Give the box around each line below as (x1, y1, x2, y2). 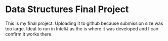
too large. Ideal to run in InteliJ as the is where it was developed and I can (5, 25, 158, 31)
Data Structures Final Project (5, 4, 129, 15)
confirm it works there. (5, 31, 53, 37)
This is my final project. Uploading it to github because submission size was (5, 20, 163, 26)
